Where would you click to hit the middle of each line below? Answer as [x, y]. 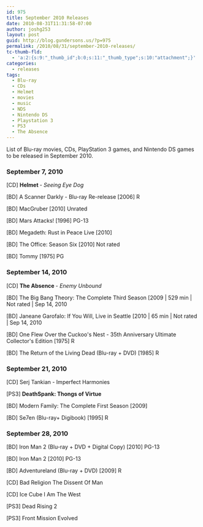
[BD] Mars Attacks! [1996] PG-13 [48, 221]
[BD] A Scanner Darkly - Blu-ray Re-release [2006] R [73, 197]
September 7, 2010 [35, 171]
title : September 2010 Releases [48, 18]
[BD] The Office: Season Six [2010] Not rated [63, 244]
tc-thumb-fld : [25, 52]
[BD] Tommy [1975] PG [35, 256]
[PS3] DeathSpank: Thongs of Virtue [54, 394]
